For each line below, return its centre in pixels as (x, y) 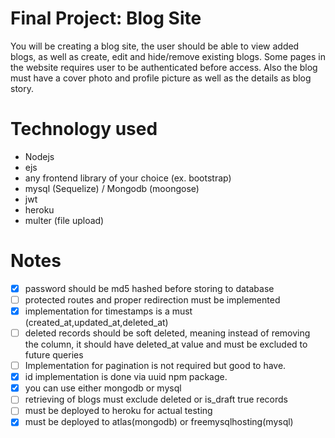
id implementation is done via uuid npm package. (126, 377)
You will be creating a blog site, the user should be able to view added (155, 46)
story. (22, 88)
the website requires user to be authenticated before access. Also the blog (164, 67)
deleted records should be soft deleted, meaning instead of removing (167, 333)
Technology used (84, 129)
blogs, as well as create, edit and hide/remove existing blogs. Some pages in (168, 56)
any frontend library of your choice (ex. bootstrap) (128, 178)
